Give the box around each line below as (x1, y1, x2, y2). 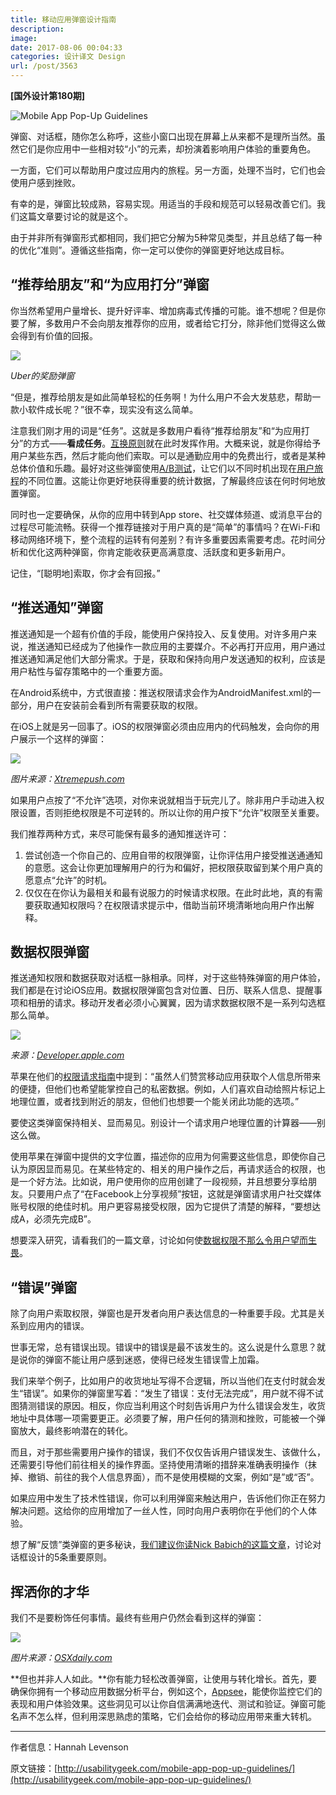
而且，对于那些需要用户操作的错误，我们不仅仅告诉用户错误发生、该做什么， (10, 1446, 326, 1458)
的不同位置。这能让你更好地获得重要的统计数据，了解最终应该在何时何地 (19, 474, 317, 486)
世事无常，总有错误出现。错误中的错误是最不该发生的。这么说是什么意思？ (10, 1341, 317, 1353)
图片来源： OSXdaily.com (10, 1652, 113, 1664)
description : (10, 24, 65, 34)
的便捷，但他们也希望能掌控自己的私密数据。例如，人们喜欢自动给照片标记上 (10, 1083, 326, 1095)
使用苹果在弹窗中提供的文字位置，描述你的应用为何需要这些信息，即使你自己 (10, 1151, 326, 1163)
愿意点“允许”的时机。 (24, 874, 113, 886)
